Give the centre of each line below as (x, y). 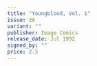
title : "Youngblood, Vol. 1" (49, 13)
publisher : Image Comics (43, 33)
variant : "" (24, 26)
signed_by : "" (28, 45)
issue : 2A (21, 20)
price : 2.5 (23, 52)
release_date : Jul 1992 (41, 39)
